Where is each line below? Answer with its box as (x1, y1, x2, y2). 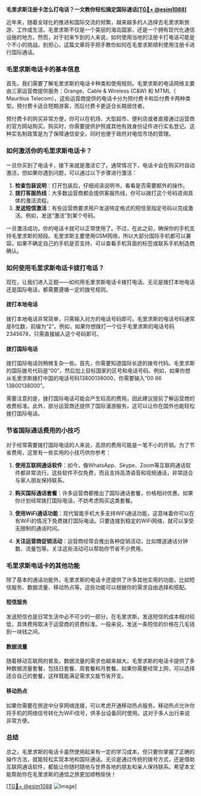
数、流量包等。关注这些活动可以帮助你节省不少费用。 (14, 545, 147, 552)
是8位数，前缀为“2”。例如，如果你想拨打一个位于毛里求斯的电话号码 (6, 323, 175, 330)
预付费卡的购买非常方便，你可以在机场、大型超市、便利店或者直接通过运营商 (6, 115, 195, 123)
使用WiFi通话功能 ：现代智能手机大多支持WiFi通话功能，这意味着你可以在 (14, 509, 194, 517)
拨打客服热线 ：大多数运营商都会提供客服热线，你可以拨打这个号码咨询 (14, 189, 188, 196)
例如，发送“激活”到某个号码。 (25, 211, 99, 219)
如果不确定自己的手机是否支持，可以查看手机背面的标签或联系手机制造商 (16, 240, 195, 247)
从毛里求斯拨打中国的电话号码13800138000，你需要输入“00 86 (6, 375, 162, 382)
